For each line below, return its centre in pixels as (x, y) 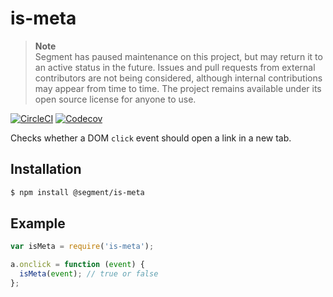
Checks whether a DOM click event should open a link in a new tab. (151, 138)
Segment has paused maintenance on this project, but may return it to (178, 56)
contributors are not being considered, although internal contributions (178, 78)
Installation (46, 169)
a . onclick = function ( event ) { (77, 265)
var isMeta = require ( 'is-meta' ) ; (82, 247)
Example (38, 223)
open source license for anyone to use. (115, 99)
